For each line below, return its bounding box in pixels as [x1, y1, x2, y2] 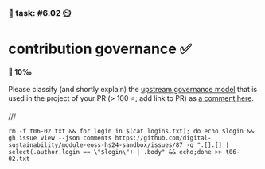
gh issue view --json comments [8, 134, 112, 142]
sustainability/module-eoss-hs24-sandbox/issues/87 [8, 141, 183, 149]
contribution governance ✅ [8, 40, 193, 58]
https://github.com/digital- [115, 134, 212, 142]
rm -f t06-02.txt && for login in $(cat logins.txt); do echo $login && [8, 127, 255, 136]
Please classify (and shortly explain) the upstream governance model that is [8, 85, 257, 94]
